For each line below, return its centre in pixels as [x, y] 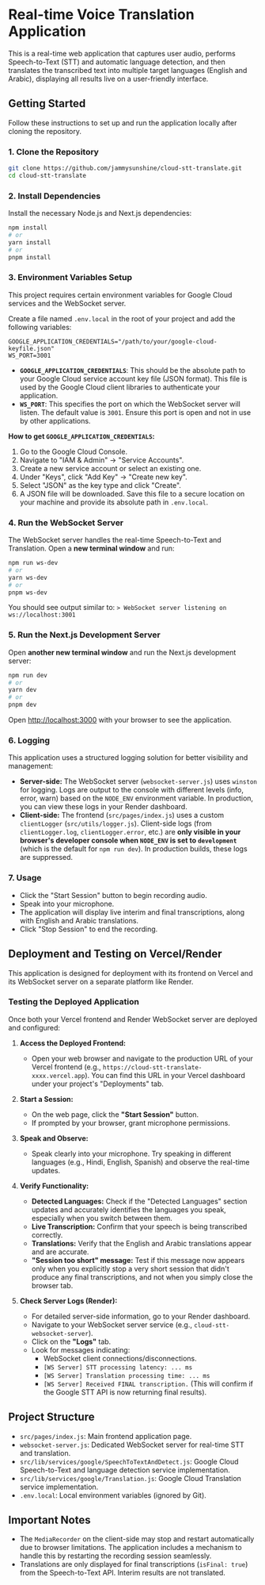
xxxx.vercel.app [58, 1076]
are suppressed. [46, 858]
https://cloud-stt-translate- [152, 1067]
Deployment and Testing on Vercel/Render [115, 954]
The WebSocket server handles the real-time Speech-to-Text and [115, 540]
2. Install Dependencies [55, 196]
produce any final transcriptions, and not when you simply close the [142, 1277]
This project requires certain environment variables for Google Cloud [120, 294]
